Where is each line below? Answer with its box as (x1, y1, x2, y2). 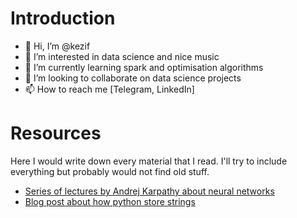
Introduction (10, 7, 116, 30)
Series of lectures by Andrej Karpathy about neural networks (24, 185, 275, 197)
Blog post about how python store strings (24, 195, 196, 207)
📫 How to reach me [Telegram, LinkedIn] (24, 83, 195, 95)
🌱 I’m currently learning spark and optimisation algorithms (24, 61, 264, 73)
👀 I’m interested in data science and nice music (24, 50, 220, 62)
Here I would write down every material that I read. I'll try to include (10, 155, 288, 167)
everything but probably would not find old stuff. (10, 165, 210, 177)
